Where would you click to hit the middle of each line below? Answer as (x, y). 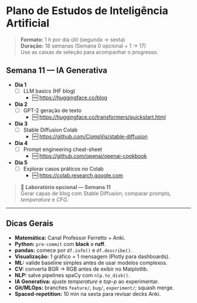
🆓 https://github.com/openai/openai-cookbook (89, 156)
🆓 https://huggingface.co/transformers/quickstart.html (99, 117)
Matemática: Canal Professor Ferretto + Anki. (70, 238)
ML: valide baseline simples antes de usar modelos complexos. (91, 262)
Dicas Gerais (30, 223)
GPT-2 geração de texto (52, 110)
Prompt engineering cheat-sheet (63, 149)
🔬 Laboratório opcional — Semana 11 (65, 187)
